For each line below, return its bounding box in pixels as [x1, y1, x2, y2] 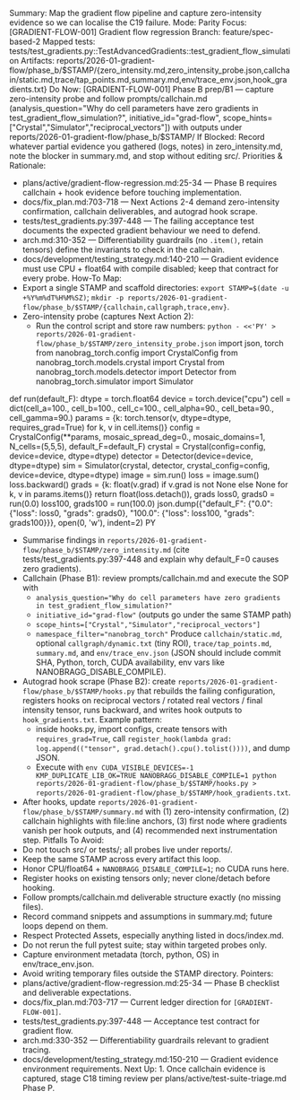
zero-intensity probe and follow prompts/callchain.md [9, 93, 208, 104]
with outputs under [172, 122, 243, 133]
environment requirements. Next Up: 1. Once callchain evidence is [21, 1063, 266, 1074]
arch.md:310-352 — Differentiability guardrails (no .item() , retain [21, 235, 264, 245]
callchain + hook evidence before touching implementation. [21, 188, 242, 197]
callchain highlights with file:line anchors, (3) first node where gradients [21, 816, 287, 826]
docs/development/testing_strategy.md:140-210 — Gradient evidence [21, 254, 279, 264]
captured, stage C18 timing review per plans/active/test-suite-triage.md [21, 1073, 287, 1084]
